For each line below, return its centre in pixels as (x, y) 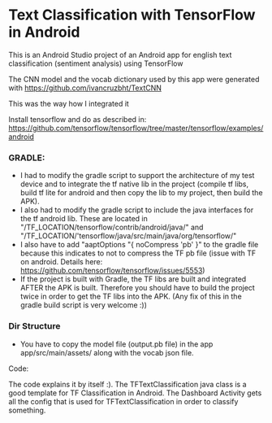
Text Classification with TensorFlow (132, 15)
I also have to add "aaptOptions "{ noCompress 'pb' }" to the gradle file (139, 245)
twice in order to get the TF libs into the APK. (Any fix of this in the (131, 297)
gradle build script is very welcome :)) (84, 305)
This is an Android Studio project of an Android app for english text (120, 55)
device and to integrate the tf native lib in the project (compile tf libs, (134, 184)
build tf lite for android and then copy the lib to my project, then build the (141, 193)
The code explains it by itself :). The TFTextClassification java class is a (127, 384)
